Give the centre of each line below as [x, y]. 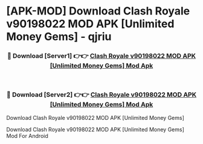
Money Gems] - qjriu [59, 37]
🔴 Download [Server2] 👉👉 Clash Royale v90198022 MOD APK [101, 95]
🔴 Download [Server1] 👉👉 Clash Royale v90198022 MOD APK [101, 56]
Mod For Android [27, 136]
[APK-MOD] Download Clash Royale [98, 11]
